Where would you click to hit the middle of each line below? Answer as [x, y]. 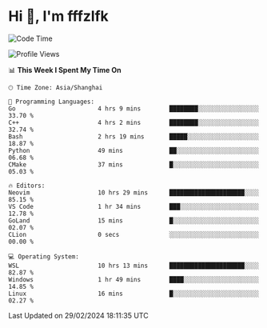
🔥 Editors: [27, 186]
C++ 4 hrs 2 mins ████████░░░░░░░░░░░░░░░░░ [134, 122]
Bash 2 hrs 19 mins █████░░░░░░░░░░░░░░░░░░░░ [134, 136]
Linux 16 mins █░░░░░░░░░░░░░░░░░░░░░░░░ [134, 294]
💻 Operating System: [44, 256]
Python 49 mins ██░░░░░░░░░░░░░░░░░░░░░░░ [134, 150]
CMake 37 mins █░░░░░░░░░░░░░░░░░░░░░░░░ [134, 164]
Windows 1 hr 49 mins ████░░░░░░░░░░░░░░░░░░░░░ [134, 279]
